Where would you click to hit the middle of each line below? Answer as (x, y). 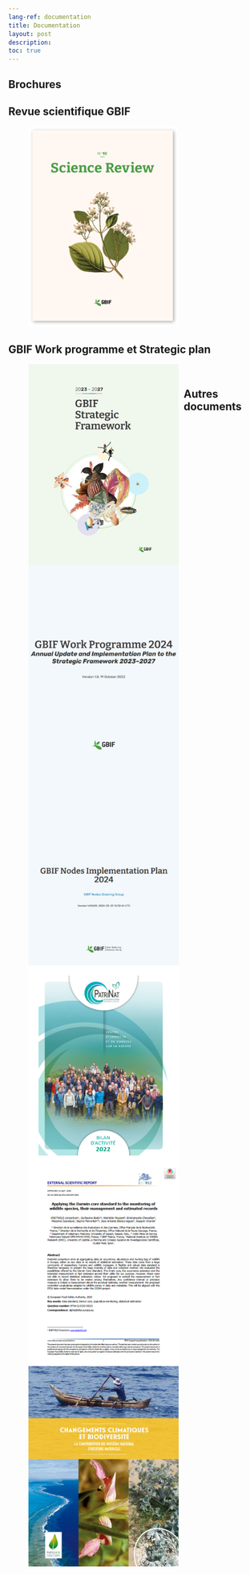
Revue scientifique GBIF (69, 111)
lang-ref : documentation (50, 17)
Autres (201, 394)
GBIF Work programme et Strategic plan (109, 349)
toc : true (25, 51)
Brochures (35, 84)
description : (30, 42)
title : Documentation (44, 25)
